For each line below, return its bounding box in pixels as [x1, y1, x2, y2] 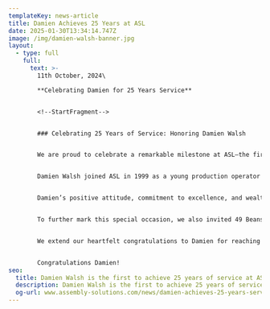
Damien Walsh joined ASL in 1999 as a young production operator [37, 172, 261, 181]
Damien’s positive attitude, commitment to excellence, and [37, 194, 243, 202]
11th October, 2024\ [37, 72, 106, 80]
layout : [8, 42, 35, 50]
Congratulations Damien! [37, 258, 121, 266]
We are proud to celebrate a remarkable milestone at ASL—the [37, 150, 250, 159]
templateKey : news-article [8, 11, 99, 20]
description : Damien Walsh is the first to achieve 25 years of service [15, 281, 264, 290]
